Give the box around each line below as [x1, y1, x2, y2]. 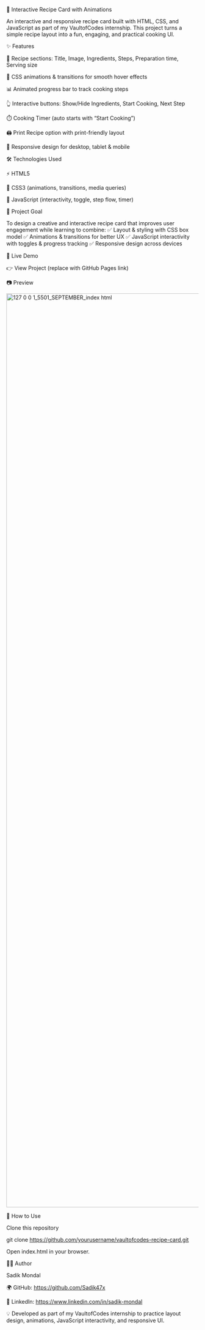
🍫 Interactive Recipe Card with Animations [6, 6, 112, 13]
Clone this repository [6, 1224, 59, 1231]
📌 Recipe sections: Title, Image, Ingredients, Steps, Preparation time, [6, 55, 179, 62]
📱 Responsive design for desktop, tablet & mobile [6, 143, 130, 150]
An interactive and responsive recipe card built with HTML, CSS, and [6, 18, 179, 24]
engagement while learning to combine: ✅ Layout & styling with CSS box [6, 226, 189, 233]
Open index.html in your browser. [6, 1248, 90, 1255]
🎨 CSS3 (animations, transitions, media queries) [6, 184, 127, 191]
